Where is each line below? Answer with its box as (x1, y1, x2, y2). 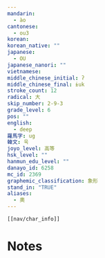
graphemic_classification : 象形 (7, 177, 98, 184)
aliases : (7, 190, 32, 197)
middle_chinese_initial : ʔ (7, 74, 85, 82)
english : (7, 119, 32, 127)
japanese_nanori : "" (7, 62, 67, 68)
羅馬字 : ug (7, 132, 36, 139)
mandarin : (7, 10, 36, 17)
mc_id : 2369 (7, 171, 41, 178)
